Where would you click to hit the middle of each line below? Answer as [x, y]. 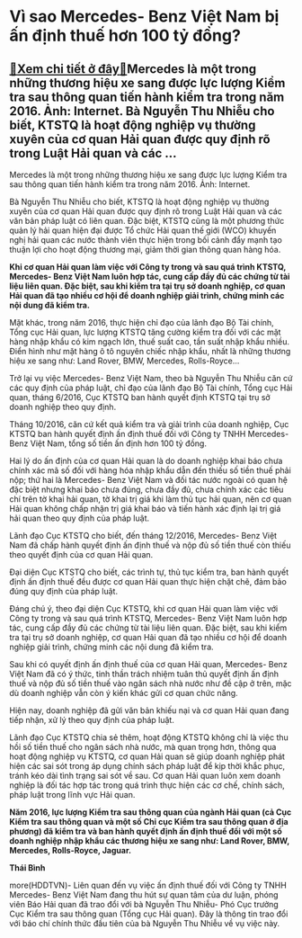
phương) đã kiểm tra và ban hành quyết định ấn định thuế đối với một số [146, 831]
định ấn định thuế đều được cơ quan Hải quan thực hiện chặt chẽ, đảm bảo [148, 581]
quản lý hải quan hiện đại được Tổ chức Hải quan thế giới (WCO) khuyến [143, 230]
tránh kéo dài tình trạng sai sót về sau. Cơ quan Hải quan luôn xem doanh [145, 776]
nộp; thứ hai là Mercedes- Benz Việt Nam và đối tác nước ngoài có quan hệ [149, 480]
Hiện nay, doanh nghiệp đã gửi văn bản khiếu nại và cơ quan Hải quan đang [149, 710]
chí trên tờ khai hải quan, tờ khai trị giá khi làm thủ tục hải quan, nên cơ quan [151, 499]
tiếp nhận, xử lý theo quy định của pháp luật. [92, 720]
